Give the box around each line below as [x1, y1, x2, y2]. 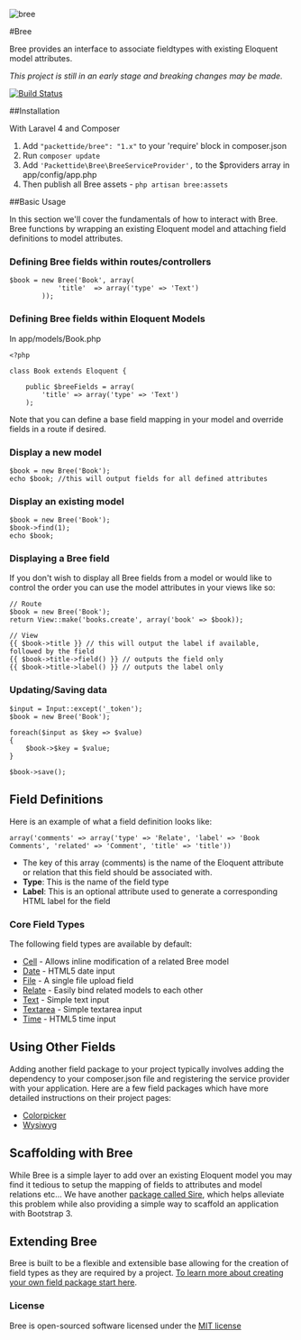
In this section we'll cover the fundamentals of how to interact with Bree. [9, 214, 278, 225]
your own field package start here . [9, 1277, 138, 1288]
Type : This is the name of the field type [22, 876, 169, 887]
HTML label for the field [22, 895, 111, 906]
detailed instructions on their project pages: [9, 1092, 171, 1103]
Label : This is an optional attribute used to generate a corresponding [22, 885, 278, 897]
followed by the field [9, 647, 95, 656]
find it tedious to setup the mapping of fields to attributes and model [9, 1178, 263, 1190]
